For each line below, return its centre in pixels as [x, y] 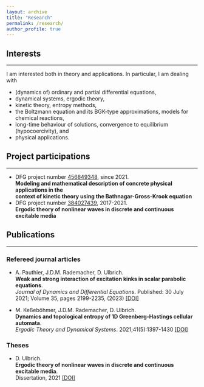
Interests [24, 53]
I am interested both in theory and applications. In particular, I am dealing [98, 74]
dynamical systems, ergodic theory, [60, 99]
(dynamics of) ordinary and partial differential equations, [86, 92]
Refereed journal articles [43, 259]
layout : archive [27, 12]
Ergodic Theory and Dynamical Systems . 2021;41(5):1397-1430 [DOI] [101, 329]
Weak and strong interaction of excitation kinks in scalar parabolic [100, 279]
